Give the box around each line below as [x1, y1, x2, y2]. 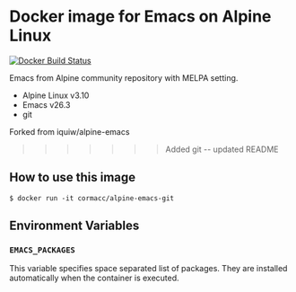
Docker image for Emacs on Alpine [9, 6, 272, 27]
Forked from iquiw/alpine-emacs [9, 126, 130, 137]
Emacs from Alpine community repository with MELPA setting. [9, 72, 239, 83]
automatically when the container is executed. [9, 272, 179, 284]
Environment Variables [9, 218, 140, 234]
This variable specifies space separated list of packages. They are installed [9, 263, 288, 274]
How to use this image [9, 170, 136, 185]
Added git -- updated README [165, 144, 280, 155]
